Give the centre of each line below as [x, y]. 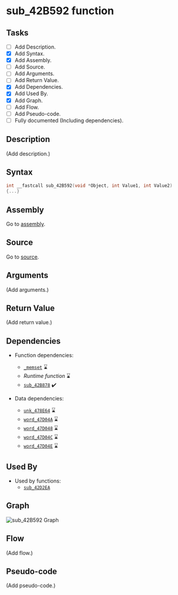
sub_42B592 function [60, 11]
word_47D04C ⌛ [41, 437]
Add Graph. [29, 100]
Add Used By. [31, 93]
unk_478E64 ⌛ [39, 410]
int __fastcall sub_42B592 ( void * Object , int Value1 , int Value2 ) [89, 186]
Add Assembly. [33, 60]
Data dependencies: [39, 399]
